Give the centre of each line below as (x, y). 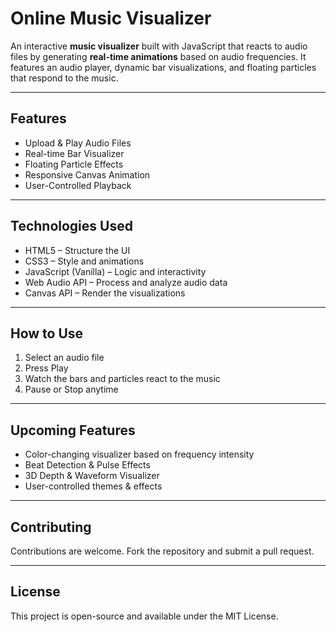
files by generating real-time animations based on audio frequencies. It (158, 56)
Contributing (51, 527)
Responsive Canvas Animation (87, 174)
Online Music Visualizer (111, 18)
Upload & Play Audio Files (78, 143)
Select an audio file (64, 358)
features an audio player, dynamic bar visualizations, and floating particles (163, 67)
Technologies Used (71, 226)
